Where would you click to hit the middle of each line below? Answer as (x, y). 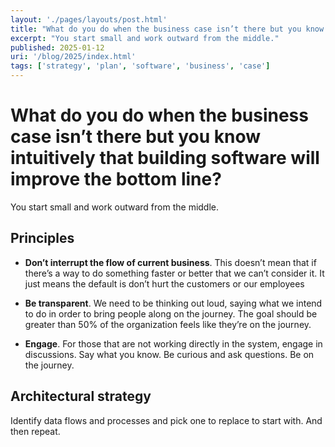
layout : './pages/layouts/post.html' (89, 19)
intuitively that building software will (165, 158)
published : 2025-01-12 (57, 47)
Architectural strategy (81, 396)
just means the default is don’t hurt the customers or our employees (164, 283)
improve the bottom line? (116, 179)
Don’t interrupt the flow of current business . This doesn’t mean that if (170, 262)
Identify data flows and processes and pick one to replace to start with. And (166, 420)
